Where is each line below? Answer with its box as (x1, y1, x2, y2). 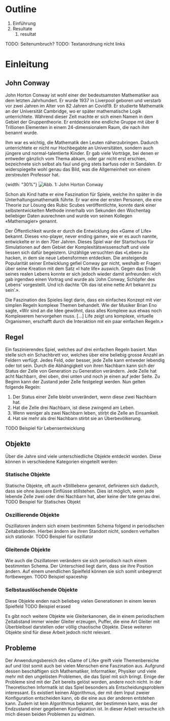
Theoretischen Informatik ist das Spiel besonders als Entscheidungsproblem (5, 684, 164, 690)
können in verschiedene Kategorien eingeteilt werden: (5, 459, 118, 465)
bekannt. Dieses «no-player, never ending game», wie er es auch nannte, (5, 233, 158, 239)
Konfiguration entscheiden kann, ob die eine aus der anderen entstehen (5, 695, 155, 701)
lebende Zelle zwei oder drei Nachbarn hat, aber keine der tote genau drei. (5, 493, 161, 499)
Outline (5, 4, 37, 15)
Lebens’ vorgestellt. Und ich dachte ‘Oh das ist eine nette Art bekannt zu (5, 282, 157, 288)
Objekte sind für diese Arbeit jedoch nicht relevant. (5, 629, 111, 635)
